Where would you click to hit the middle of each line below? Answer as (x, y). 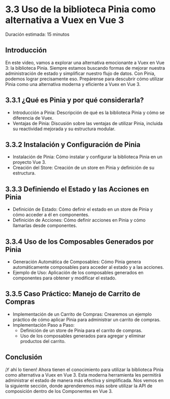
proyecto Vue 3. (29, 162)
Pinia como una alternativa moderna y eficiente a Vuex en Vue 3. (73, 84)
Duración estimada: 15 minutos (37, 34)
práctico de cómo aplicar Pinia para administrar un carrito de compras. (87, 320)
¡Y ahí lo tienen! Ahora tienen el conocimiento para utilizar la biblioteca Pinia (84, 369)
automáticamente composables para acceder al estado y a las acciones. (88, 267)
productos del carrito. (43, 341)
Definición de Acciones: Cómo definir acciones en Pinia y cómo (79, 220)
